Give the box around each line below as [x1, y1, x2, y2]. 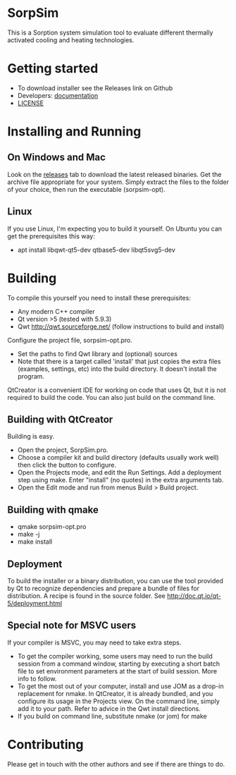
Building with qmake [7, 504, 99, 515]
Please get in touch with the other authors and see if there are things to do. [7, 759, 225, 768]
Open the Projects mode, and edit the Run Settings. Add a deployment [17, 468, 222, 477]
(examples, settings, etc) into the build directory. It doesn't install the [17, 365, 217, 373]
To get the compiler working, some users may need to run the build [17, 652, 213, 660]
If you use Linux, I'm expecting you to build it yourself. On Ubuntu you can [7, 224, 223, 233]
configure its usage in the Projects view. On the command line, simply [17, 697, 220, 705]
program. [17, 372, 44, 380]
